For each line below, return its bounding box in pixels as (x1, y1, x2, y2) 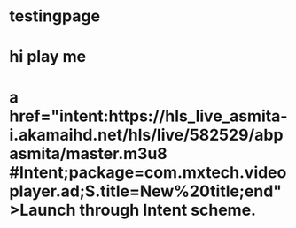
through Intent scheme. (79, 200, 257, 220)
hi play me (9, 47, 87, 67)
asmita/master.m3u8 (9, 143, 168, 163)
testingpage (9, 6, 100, 27)
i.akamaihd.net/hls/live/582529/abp (9, 125, 284, 145)
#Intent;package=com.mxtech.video (9, 162, 287, 182)
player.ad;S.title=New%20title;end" (9, 181, 282, 201)
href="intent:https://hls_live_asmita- (9, 106, 288, 125)
